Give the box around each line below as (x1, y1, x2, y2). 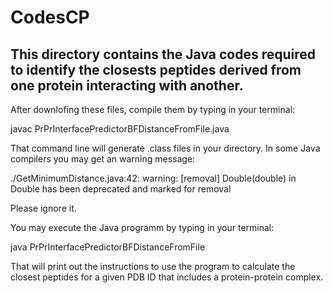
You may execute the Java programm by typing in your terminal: (10, 222, 275, 233)
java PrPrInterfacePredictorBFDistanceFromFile (10, 241, 206, 253)
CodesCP (10, 6, 90, 29)
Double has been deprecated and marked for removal (10, 183, 232, 195)
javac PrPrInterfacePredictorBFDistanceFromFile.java (10, 123, 230, 135)
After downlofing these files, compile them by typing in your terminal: (10, 104, 296, 115)
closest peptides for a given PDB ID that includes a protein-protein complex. (10, 271, 324, 283)
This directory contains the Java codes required (10, 46, 317, 63)
